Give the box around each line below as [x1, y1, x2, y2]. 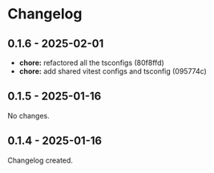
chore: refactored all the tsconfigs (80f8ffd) [18, 58, 165, 67]
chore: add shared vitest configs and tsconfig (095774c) [18, 66, 208, 76]
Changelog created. [7, 155, 74, 165]
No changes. [7, 111, 50, 120]
